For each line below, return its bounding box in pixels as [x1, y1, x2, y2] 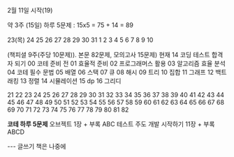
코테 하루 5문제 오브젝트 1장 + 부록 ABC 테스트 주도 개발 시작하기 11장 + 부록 [7, 120, 215, 128]
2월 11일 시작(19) [7, 6, 53, 14]
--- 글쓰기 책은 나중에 [7, 142, 66, 150]
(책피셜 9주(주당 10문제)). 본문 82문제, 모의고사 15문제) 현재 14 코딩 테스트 [7, 51, 211, 59]
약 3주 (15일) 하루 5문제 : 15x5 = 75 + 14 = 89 [7, 21, 134, 29]
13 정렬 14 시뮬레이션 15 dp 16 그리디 [20, 77, 122, 85]
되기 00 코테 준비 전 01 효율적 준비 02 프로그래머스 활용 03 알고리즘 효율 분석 [14, 59, 226, 68]
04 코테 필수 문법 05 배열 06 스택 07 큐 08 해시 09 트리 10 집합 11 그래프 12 [7, 68, 214, 76]
